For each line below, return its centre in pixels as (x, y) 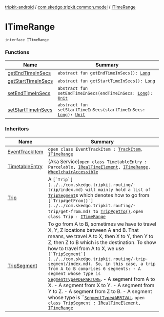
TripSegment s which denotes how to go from (99, 195)
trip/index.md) (66, 190)
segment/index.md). (71, 264)
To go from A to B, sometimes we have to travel (102, 224)
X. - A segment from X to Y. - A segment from (101, 285)
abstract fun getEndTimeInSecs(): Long (104, 73)
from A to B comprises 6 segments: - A (94, 268)
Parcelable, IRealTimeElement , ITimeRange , (99, 167)
